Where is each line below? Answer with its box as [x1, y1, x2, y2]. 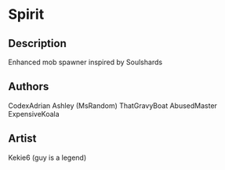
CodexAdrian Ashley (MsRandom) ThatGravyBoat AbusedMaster [8, 100, 218, 110]
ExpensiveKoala [8, 109, 60, 118]
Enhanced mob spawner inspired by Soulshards [8, 57, 163, 67]
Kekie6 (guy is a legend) [8, 153, 87, 162]
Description [8, 37, 67, 50]
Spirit [8, 5, 45, 24]
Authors [8, 80, 49, 93]
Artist [8, 132, 37, 146]
